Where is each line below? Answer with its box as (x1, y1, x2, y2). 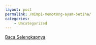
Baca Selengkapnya (5, 34, 46, 40)
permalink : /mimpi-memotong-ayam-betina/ (5, 12, 92, 17)
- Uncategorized (14, 21, 48, 26)
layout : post (5, 7, 32, 12)
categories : (5, 16, 30, 21)
